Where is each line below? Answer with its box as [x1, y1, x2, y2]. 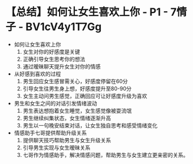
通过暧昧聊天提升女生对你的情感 [22, 63, 101, 70]
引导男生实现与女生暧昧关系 [22, 144, 91, 151]
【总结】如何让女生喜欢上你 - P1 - [5, 5, 169, 19]
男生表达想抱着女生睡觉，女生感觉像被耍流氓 [22, 107, 132, 114]
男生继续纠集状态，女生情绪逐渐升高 [22, 114, 112, 122]
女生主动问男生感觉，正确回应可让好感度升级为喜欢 [22, 92, 148, 99]
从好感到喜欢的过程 [14, 70, 61, 77]
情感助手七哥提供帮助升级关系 [14, 129, 87, 136]
